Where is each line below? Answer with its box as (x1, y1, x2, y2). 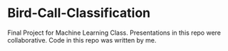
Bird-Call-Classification (7, 5, 151, 21)
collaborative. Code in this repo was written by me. (7, 35, 157, 44)
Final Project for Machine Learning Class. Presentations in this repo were (7, 28, 222, 37)
